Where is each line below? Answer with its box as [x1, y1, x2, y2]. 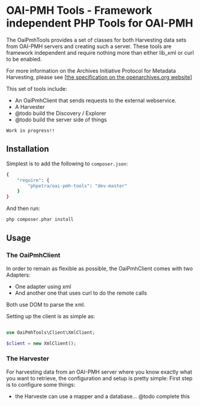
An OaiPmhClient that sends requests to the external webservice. [14, 97, 177, 104]
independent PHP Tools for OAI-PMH [6, 16, 193, 30]
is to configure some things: [6, 381, 76, 388]
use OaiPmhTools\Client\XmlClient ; [6, 329, 95, 336]
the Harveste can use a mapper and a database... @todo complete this [14, 392, 190, 400]
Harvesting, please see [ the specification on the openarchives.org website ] [6, 73, 192, 81]
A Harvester [14, 103, 45, 110]
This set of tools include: [6, 85, 67, 92]
